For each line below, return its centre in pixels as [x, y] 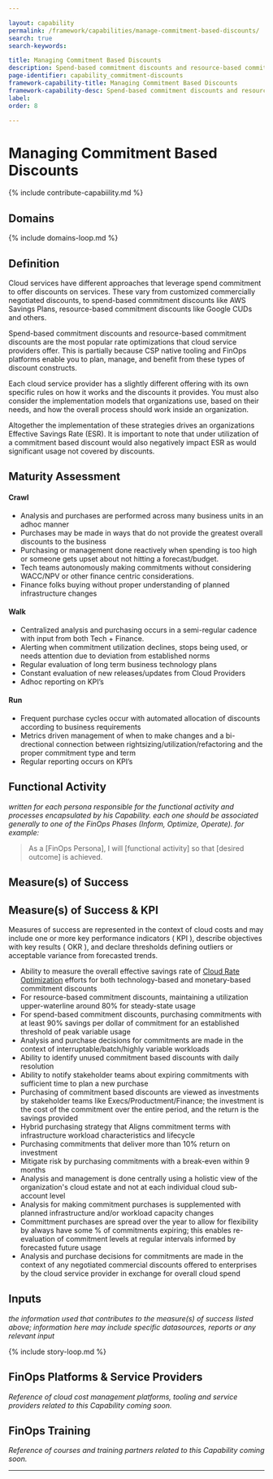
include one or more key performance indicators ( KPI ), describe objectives [135, 938]
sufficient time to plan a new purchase [84, 1083]
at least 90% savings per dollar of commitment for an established [130, 1023]
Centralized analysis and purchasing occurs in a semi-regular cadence [139, 630]
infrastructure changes [58, 593]
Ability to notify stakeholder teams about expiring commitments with [134, 1074]
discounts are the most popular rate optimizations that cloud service [123, 341]
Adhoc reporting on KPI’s [62, 681]
